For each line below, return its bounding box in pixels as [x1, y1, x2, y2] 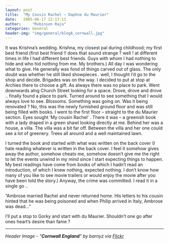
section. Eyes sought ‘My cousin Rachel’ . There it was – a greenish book [5, 114, 156, 120]
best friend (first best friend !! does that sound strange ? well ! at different [5, 50, 157, 56]
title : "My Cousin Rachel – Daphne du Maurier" [5, 12, 109, 17]
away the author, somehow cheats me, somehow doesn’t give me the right [5, 151, 160, 157]
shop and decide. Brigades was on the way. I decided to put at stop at [5, 77, 150, 83]
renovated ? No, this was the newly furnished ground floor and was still [5, 104, 153, 109]
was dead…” [5, 204, 31, 209]
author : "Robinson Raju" [5, 21, 66, 27]
